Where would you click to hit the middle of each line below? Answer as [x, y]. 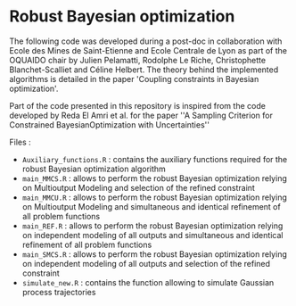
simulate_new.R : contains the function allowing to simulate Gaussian [148, 282]
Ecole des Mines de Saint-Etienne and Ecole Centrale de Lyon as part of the [148, 50]
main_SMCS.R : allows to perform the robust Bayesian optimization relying [154, 254]
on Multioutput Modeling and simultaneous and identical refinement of [151, 206]
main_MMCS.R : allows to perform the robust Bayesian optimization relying [154, 178]
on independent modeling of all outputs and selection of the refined [146, 263]
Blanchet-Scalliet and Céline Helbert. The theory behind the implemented [144, 70]
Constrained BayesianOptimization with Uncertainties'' [109, 124]
